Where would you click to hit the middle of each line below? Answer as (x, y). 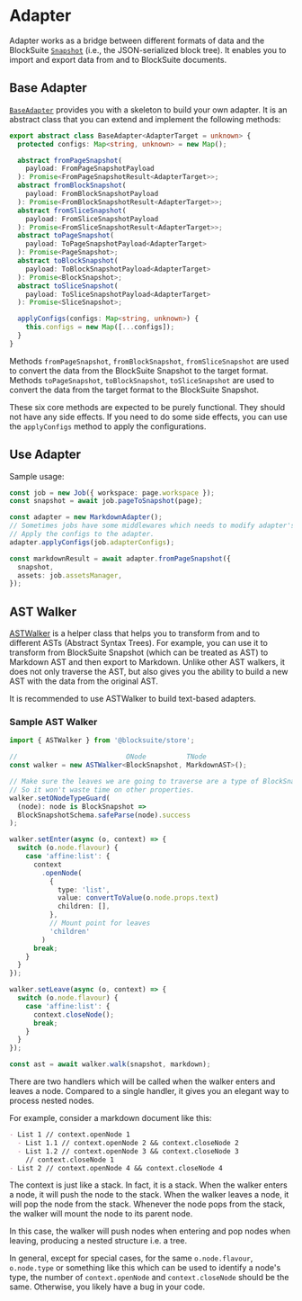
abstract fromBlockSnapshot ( (72, 185)
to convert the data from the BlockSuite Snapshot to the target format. (139, 371)
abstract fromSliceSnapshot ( (72, 211)
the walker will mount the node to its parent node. (101, 1214)
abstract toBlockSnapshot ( (68, 261)
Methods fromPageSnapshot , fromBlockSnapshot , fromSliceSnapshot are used (149, 361)
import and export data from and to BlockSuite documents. (118, 59)
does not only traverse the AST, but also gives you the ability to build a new (149, 672)
